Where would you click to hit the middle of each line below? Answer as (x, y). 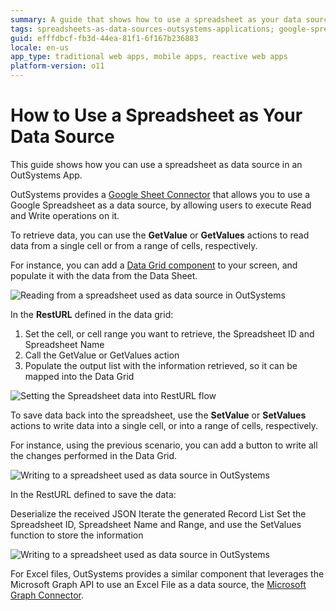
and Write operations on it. (65, 215)
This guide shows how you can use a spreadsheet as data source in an (156, 164)
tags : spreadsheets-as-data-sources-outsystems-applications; (142, 29)
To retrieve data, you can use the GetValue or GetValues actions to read (160, 235)
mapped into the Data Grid (79, 376)
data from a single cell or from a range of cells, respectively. (134, 245)
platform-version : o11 (57, 66)
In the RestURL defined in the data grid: (92, 314)
